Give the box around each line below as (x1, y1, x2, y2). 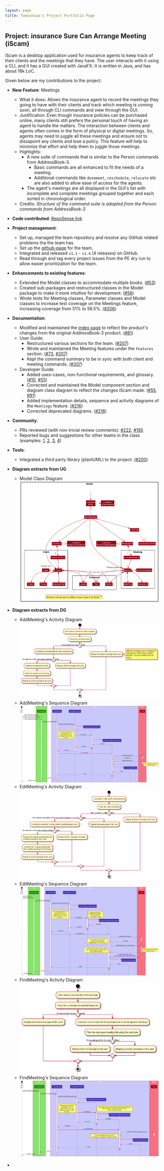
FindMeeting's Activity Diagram (19, 977, 83, 983)
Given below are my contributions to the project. (5, 78, 102, 83)
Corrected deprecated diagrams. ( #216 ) (26, 408, 107, 414)
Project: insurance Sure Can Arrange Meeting (5, 32, 146, 40)
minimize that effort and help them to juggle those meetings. (19, 144, 141, 150)
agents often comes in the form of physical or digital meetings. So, (19, 128, 154, 134)
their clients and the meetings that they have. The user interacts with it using (5, 58, 159, 64)
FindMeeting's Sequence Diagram (19, 1074, 88, 1080)
